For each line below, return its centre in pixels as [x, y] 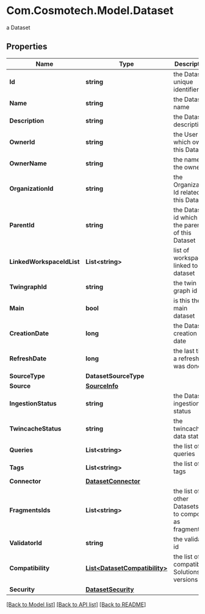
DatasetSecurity [110, 589]
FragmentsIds [30, 510]
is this [182, 301]
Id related [187, 192]
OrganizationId [31, 188]
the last [184, 351]
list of [182, 250]
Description [27, 121]
